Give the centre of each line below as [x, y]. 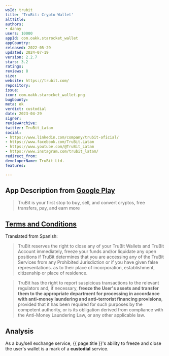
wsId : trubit [19, 10]
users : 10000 [19, 33]
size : [11, 76]
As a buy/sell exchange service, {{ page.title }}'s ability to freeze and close [83, 343]
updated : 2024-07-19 [27, 52]
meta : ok [14, 104]
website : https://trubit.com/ [37, 81]
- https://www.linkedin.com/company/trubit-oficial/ [62, 137]
